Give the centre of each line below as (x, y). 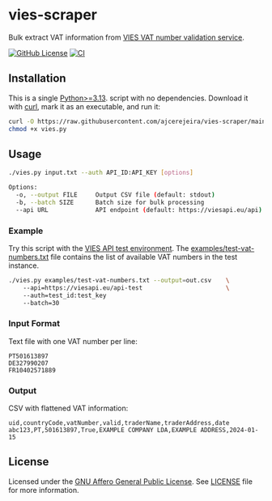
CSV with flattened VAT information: (68, 408)
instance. (24, 265)
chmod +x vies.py (38, 129)
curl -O (21, 121)
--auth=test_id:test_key (65, 295)
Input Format (34, 324)
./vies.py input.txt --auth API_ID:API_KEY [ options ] (101, 173)
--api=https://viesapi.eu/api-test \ (126, 288)
